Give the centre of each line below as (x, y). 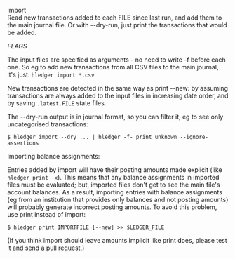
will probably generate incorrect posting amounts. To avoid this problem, (112, 207)
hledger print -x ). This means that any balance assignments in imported (113, 177)
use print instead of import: (47, 214)
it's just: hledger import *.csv (51, 74)
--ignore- (194, 137)
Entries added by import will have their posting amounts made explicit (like (115, 170)
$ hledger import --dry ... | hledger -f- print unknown (92, 137)
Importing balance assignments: (54, 156)
